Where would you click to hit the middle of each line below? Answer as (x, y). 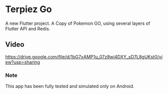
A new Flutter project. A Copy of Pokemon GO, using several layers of (78, 23)
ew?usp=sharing (23, 62)
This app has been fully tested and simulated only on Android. (70, 86)
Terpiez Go (29, 9)
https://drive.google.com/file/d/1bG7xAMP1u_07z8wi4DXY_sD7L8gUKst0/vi (84, 57)
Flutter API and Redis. (28, 28)
